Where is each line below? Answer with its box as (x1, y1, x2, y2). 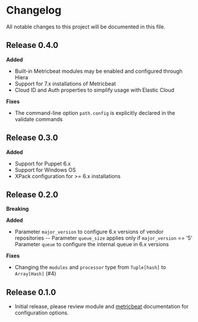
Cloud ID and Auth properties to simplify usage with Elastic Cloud (14, 86, 175, 94)
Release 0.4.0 (6, 40, 59, 50)
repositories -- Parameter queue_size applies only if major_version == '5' (14, 234, 193, 241)
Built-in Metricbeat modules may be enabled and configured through (14, 67, 183, 75)
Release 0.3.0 (6, 133, 58, 143)
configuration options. (14, 309, 69, 317)
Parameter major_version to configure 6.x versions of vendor (14, 228, 164, 236)
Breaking (6, 205, 29, 212)
